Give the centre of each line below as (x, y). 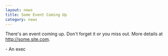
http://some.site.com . (28, 39)
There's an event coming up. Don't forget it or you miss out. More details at (84, 34)
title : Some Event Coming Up (36, 15)
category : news (21, 19)
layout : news (19, 10)
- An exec (16, 49)
